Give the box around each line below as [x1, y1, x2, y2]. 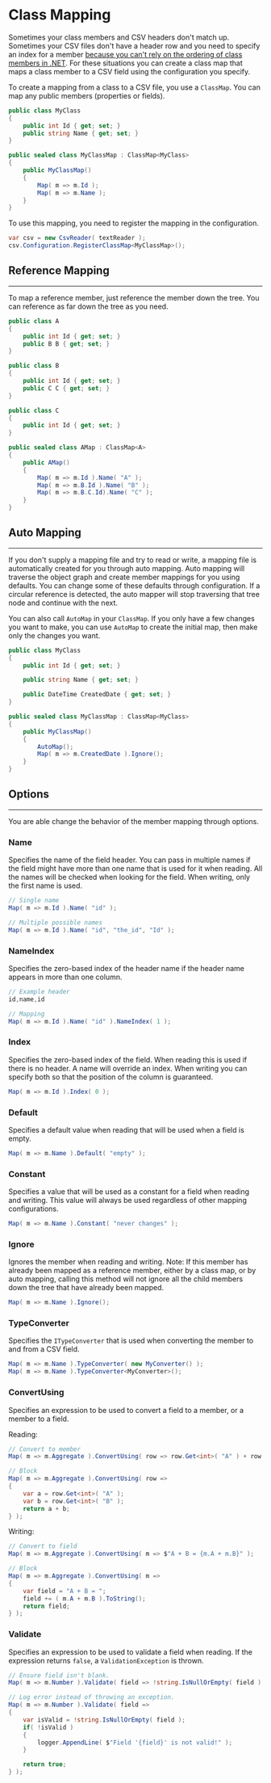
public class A [8, 317, 60, 325]
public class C [8, 406, 60, 414]
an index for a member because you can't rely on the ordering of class [8, 49, 243, 59]
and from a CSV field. [8, 1344, 80, 1354]
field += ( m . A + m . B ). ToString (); [23, 1594, 147, 1603]
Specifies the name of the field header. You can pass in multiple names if [8, 855, 252, 865]
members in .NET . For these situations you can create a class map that [8, 58, 244, 68]
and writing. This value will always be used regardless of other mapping [8, 1196, 248, 1205]
